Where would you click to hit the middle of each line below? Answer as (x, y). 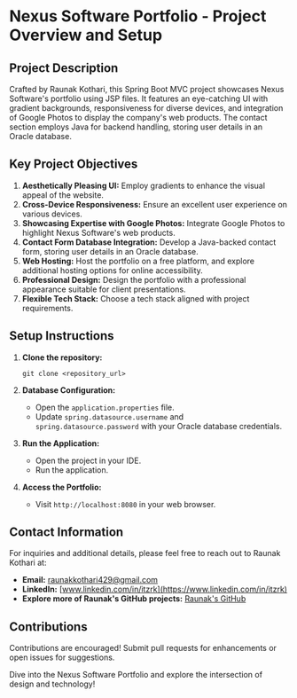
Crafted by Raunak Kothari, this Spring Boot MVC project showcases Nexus (147, 89)
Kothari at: (28, 563)
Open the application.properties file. (105, 407)
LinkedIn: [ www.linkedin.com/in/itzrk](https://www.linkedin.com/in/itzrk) (155, 589)
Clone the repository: (62, 357)
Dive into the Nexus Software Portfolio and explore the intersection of (136, 675)
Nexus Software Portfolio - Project (138, 16)
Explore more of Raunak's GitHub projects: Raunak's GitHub (134, 599)
